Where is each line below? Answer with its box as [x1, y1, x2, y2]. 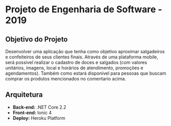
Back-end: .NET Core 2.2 [12, 104, 66, 110]
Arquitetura [5, 91, 43, 99]
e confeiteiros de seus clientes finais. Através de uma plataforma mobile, [5, 54, 158, 60]
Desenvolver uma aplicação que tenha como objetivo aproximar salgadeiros [5, 49, 165, 54]
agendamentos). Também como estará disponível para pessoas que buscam [5, 70, 166, 76]
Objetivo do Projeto [5, 35, 68, 44]
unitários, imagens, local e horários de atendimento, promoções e [5, 65, 144, 71]
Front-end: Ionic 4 [12, 109, 52, 116]
